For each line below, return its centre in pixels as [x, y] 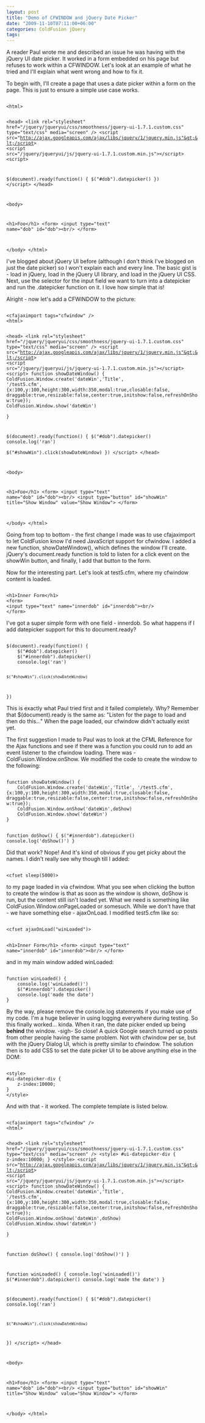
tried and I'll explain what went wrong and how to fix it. [75, 72]
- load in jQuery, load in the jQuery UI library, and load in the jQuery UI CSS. [101, 274]
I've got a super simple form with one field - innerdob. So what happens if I [101, 623]
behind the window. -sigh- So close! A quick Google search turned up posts [102, 1031]
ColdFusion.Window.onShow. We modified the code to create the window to [102, 759]
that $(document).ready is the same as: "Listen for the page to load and [96, 715]
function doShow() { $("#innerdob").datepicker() [71, 836]
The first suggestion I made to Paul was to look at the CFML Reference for [99, 740]
